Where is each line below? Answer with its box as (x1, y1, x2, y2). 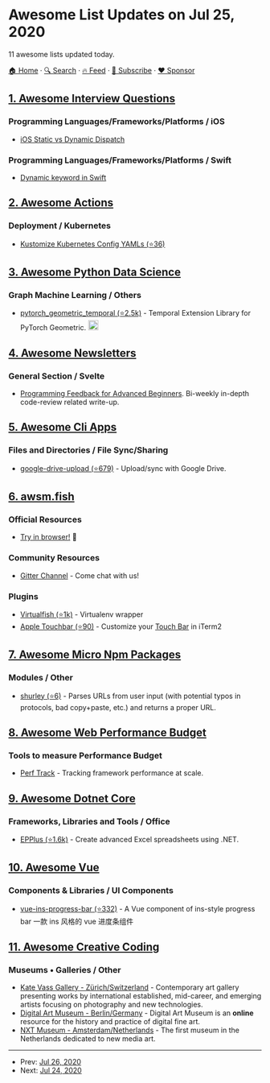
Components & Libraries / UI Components (8, 885, 174, 896)
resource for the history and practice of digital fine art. (19, 1017, 201, 1027)
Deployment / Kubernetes (8, 220, 111, 231)
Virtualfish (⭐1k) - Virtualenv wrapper (19, 610, 144, 619)
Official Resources (8, 514, 82, 525)
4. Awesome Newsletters (8, 346, 137, 360)
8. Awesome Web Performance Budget (8, 726, 207, 740)
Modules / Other (8, 672, 74, 684)
